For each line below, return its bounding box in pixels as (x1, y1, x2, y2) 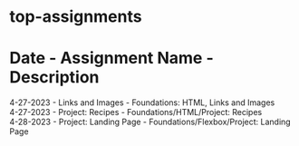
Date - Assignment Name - (9, 48, 215, 69)
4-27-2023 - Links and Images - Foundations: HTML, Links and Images (9, 97, 275, 108)
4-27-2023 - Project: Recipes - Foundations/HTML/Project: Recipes (9, 107, 263, 118)
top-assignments (9, 6, 142, 27)
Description (9, 67, 100, 88)
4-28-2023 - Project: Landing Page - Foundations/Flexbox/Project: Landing (9, 116, 292, 128)
